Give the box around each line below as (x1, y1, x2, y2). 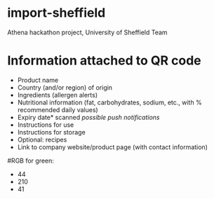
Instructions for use (17, 121, 74, 129)
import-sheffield (7, 5, 106, 21)
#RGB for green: (7, 156, 55, 165)
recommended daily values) (17, 105, 98, 114)
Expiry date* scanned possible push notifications (17, 113, 160, 121)
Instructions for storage (17, 128, 86, 136)
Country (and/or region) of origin (17, 83, 113, 92)
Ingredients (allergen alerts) (17, 90, 98, 99)
